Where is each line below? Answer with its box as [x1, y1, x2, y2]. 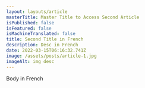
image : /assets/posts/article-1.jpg [6, 53, 97, 59]
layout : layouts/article [6, 8, 68, 15]
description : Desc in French [6, 42, 78, 48]
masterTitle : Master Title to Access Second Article [6, 14, 140, 20]
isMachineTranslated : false [6, 31, 76, 37]
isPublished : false [6, 20, 55, 26]
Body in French [6, 75, 43, 82]
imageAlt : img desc [6, 58, 55, 64]
